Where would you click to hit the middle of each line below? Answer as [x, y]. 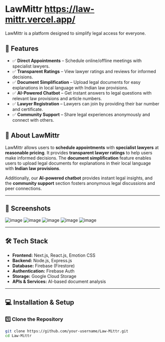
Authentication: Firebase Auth [43, 271]
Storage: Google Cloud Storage [44, 276]
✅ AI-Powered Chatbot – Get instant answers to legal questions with [82, 93]
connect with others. [33, 120]
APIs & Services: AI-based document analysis [59, 281]
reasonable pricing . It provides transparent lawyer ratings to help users [79, 153]
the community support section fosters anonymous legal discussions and [80, 183]
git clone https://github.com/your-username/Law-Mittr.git [67, 331]
